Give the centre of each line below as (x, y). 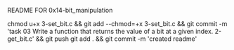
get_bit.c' (21, 39)
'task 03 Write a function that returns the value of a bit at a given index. (110, 31)
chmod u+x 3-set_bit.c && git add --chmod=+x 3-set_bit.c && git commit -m (117, 24)
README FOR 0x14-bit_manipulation (60, 10)
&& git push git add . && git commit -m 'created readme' (116, 39)
